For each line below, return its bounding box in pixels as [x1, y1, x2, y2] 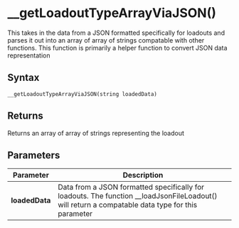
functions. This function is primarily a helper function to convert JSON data [7, 43, 228, 52]
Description [122, 170, 164, 180]
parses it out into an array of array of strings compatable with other [7, 36, 205, 44]
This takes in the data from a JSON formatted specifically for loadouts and [7, 28, 225, 37]
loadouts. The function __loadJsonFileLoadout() [58, 191, 218, 201]
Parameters [7, 149, 60, 161]
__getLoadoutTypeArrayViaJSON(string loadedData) [7, 90, 158, 97]
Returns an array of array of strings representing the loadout [7, 129, 185, 137]
